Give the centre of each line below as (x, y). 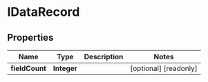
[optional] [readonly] (164, 68)
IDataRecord (44, 12)
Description (104, 57)
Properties (30, 38)
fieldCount (29, 68)
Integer (65, 68)
